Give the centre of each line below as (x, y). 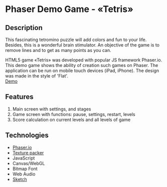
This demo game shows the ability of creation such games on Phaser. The (82, 65)
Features (19, 97)
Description (24, 28)
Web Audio (24, 174)
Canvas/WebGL (29, 163)
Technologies (27, 135)
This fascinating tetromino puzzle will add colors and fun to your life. (76, 39)
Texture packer (28, 152)
